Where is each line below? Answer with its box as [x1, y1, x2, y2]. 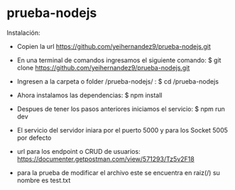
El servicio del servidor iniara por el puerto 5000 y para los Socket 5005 [16, 125, 229, 134]
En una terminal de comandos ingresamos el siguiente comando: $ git [16, 55, 222, 65]
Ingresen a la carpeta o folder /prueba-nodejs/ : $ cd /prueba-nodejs [16, 77, 219, 86]
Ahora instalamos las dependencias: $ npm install [16, 91, 163, 99]
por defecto [16, 133, 52, 142]
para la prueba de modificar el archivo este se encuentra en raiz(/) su [16, 168, 221, 177]
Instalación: [6, 28, 40, 37]
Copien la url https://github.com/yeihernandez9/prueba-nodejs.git [16, 42, 211, 50]
